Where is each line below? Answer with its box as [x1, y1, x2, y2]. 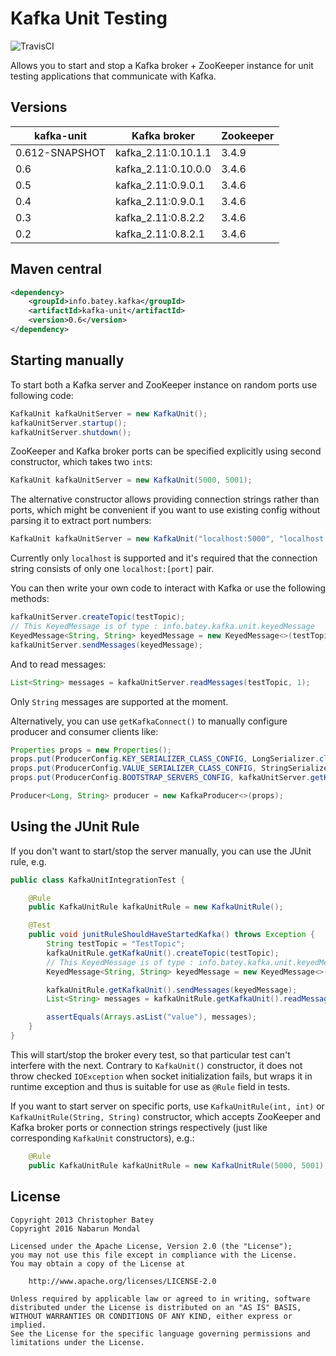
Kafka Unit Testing [10, 7, 168, 30]
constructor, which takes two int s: [10, 456, 153, 468]
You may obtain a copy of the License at [10, 1258, 186, 1269]
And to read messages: [10, 658, 107, 670]
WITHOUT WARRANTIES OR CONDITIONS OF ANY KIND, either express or [10, 1311, 293, 1321]
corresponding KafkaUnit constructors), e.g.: [10, 1132, 195, 1144]
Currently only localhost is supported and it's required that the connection [10, 552, 318, 564]
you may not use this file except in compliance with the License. [10, 1250, 298, 1260]
